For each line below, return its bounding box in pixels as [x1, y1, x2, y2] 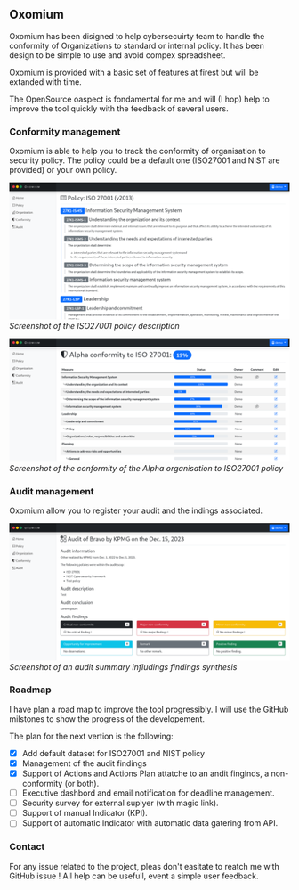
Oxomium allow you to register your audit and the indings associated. [9, 505, 263, 516]
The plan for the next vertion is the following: [9, 731, 174, 741]
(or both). [64, 779, 100, 789]
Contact [9, 841, 45, 853]
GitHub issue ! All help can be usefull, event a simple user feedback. [9, 870, 260, 881]
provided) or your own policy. [9, 165, 117, 176]
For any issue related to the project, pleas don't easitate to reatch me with [9, 861, 280, 871]
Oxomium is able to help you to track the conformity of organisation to [9, 146, 266, 157]
